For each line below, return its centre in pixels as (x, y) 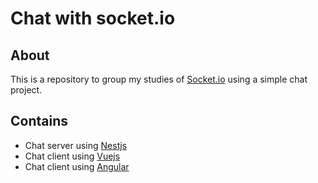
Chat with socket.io (93, 18)
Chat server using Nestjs (76, 145)
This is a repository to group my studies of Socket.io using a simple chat (159, 79)
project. (26, 90)
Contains (39, 121)
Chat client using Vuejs (72, 156)
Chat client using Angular (77, 166)
